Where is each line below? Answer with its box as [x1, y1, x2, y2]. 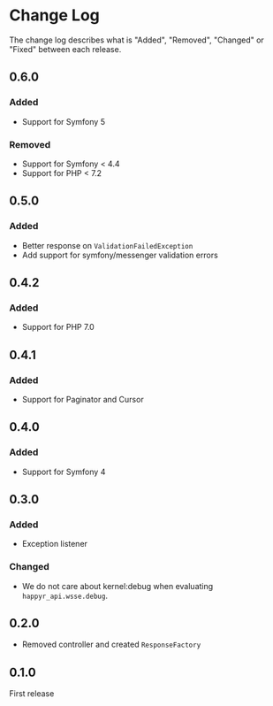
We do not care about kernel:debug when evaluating [21, 580, 214, 591]
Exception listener [21, 539, 88, 549]
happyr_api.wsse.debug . [21, 590, 109, 601]
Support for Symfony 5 [21, 116, 106, 127]
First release [9, 688, 55, 699]
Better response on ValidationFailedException [21, 240, 193, 250]
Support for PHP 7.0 [21, 322, 95, 333]
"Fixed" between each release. [9, 43, 122, 54]
